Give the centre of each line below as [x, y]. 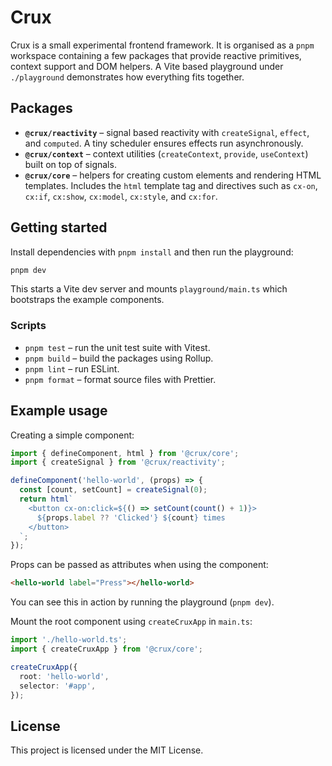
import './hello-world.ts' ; [69, 640]
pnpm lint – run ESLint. [72, 368]
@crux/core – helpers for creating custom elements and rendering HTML [173, 175]
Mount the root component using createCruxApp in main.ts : [131, 622]
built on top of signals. [70, 164]
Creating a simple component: [72, 435]
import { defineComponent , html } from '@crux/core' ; [125, 453]
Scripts [28, 326]
